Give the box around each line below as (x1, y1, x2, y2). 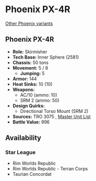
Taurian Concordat (12, 171, 52, 177)
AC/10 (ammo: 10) (20, 92, 58, 98)
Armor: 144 (12, 75, 37, 82)
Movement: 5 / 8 (12, 65, 49, 71)
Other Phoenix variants (5, 20, 53, 26)
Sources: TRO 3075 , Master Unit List (12, 113, 91, 119)
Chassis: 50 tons (12, 59, 49, 66)
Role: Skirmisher (12, 48, 47, 54)
